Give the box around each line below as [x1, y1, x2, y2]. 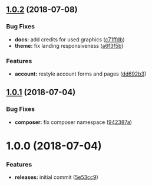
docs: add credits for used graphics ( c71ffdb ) [14, 35, 125, 43]
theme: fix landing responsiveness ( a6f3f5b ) [14, 42, 124, 49]
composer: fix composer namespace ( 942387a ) [14, 118, 133, 126]
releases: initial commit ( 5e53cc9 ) [14, 174, 98, 181]
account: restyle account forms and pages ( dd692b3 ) [14, 70, 147, 77]
